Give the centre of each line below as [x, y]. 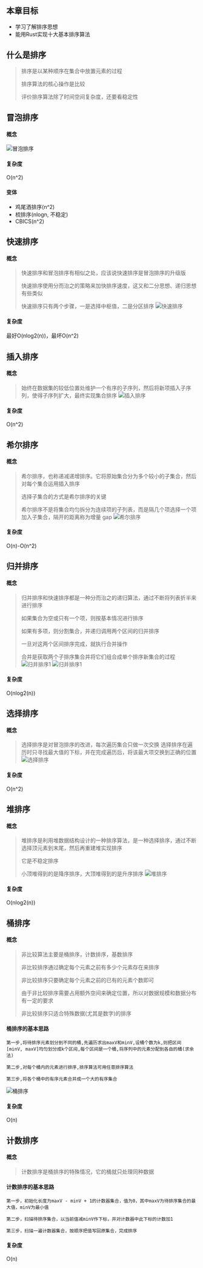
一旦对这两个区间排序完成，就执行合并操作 [74, 643]
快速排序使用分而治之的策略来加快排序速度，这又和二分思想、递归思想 [109, 286]
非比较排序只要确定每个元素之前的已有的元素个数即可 [88, 980]
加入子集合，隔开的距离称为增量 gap [66, 517]
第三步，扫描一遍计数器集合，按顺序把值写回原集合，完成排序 [72, 1231]
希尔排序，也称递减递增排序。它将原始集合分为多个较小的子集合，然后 [109, 476]
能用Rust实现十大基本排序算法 [53, 34]
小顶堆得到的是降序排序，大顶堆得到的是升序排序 [82, 874]
